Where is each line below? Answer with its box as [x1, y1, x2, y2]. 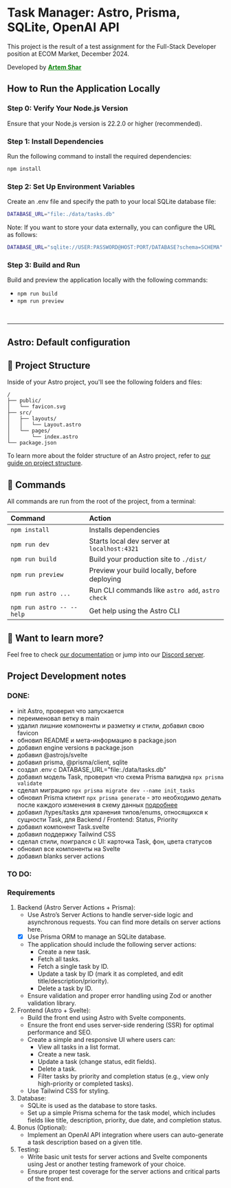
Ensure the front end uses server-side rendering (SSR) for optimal [27, 1021, 214, 1029]
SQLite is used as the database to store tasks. [27, 1101, 157, 1109]
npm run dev [10, 541, 50, 549]
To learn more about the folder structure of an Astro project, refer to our [7, 451, 211, 460]
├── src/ [7, 409, 32, 416]
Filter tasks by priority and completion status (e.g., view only [37, 1072, 210, 1080]
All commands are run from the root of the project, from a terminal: [7, 498, 196, 506]
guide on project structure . [7, 459, 83, 467]
